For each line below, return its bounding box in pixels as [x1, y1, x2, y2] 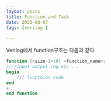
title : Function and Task [6, 14, 69, 20]
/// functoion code [16, 74, 64, 80]
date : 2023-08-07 [6, 19, 48, 25]
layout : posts [6, 8, 41, 15]
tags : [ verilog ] [6, 24, 48, 31]
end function [6, 91, 38, 96]
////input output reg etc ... [6, 64, 80, 70]
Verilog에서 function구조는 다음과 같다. [6, 47, 96, 54]
